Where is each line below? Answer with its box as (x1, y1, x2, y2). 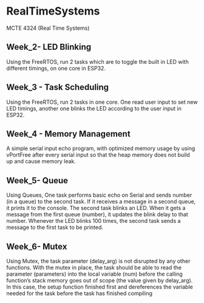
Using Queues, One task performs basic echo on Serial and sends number (6, 191, 192, 199)
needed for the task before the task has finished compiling (6, 290, 153, 297)
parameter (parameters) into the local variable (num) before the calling (6, 270, 183, 277)
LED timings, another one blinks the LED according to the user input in (6, 104, 182, 112)
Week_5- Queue (6, 175, 69, 186)
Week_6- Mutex (6, 241, 67, 251)
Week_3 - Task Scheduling (6, 82, 109, 92)
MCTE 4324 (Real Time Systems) (6, 24, 90, 32)
